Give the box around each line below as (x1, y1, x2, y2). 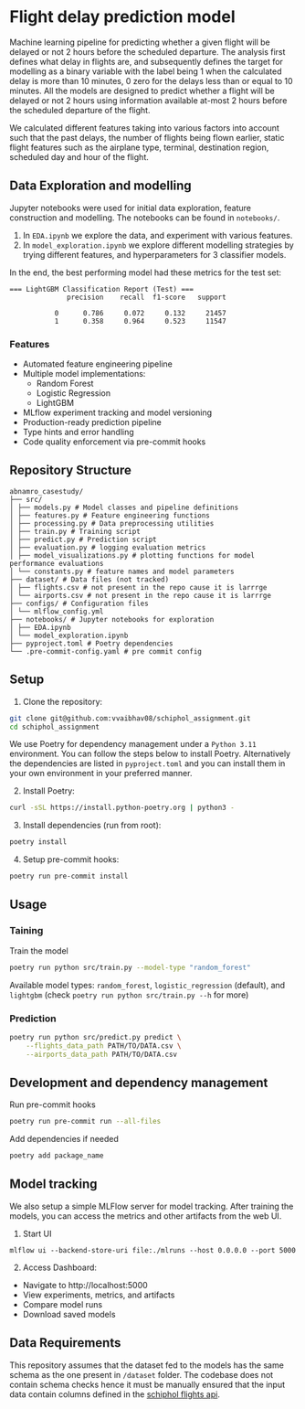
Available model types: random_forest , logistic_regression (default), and (9, 979, 286, 990)
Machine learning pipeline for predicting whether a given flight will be (9, 37, 271, 48)
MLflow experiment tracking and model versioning (22, 407, 213, 418)
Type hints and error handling (22, 427, 134, 438)
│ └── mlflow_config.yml (9, 606, 104, 616)
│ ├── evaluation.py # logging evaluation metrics (9, 542, 206, 552)
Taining (9, 924, 44, 937)
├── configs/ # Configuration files (9, 599, 149, 608)
